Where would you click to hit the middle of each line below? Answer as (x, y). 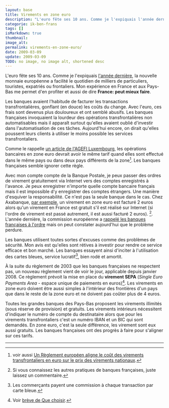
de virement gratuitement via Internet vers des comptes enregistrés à (77, 181)
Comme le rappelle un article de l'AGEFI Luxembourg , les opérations (76, 149)
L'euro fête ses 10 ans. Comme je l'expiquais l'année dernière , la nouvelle (81, 76)
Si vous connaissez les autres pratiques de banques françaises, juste (84, 370)
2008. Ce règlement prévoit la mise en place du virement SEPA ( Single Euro (84, 277)
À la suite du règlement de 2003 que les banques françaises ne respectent (83, 266)
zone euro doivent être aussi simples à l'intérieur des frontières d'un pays (81, 288)
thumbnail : (17, 38)
